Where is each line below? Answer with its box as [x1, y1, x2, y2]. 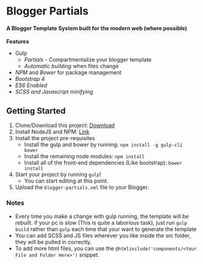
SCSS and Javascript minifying [15, 88, 93, 95]
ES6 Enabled [15, 82, 47, 89]
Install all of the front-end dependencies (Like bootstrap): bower [24, 159, 182, 167]
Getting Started [6, 106, 66, 116]
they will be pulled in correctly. [15, 238, 92, 245]
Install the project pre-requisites [15, 135, 95, 142]
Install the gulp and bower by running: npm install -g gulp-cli [24, 141, 183, 149]
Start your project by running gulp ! [15, 171, 101, 178]
